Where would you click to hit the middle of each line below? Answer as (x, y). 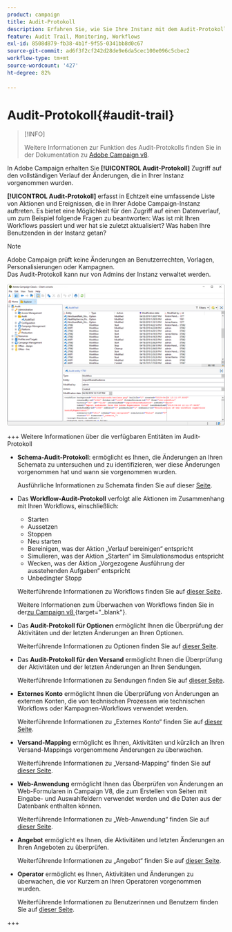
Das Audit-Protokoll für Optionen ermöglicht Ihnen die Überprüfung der (120, 625)
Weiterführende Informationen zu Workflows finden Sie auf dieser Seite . (119, 592)
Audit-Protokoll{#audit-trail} (91, 115)
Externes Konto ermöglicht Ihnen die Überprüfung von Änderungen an (118, 694)
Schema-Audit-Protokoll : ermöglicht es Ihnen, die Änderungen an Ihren (120, 457)
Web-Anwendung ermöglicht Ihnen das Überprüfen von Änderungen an (120, 784)
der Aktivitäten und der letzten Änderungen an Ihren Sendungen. (109, 667)
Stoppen (39, 534)
